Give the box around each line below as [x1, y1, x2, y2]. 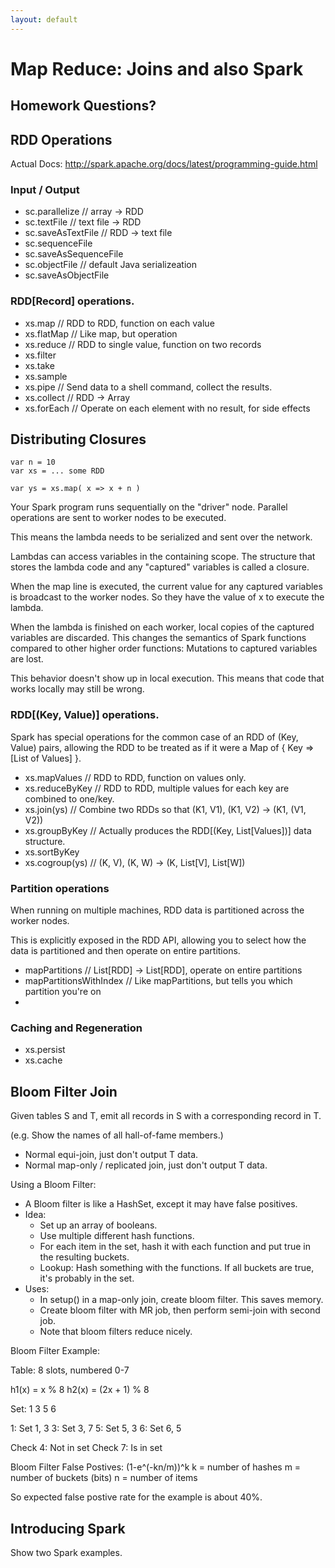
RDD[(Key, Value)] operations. [10, 708, 160, 722]
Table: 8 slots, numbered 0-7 [10, 1364, 130, 1376]
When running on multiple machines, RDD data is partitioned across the [10, 904, 305, 916]
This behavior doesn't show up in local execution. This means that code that [10, 672, 325, 685]
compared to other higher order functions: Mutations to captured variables [10, 642, 318, 655]
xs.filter [24, 349, 57, 361]
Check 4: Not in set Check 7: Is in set [10, 1442, 163, 1454]
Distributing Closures [10, 431, 147, 448]
